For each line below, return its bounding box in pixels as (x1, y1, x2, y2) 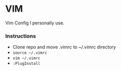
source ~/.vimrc (12, 50, 47, 56)
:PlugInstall (12, 61, 41, 66)
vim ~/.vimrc (12, 56, 41, 61)
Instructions (5, 32, 37, 40)
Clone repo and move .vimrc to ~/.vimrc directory (12, 44, 116, 50)
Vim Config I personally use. (5, 20, 65, 26)
